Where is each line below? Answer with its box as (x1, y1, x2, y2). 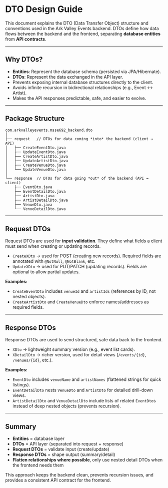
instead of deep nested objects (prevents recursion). (12, 403, 121, 409)
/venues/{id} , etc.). (12, 357, 53, 363)
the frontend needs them (12, 462, 64, 468)
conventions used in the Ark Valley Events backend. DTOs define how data (5, 25, 159, 31)
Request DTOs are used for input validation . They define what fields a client (5, 238, 162, 244)
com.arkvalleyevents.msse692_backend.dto (5, 128, 93, 133)
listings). (12, 382, 30, 388)
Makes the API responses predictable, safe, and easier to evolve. (12, 95, 146, 101)
